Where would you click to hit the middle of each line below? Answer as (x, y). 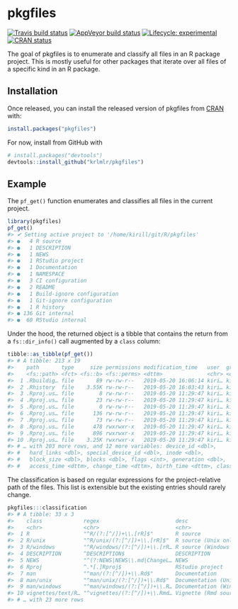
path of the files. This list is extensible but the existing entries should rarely (117, 487)
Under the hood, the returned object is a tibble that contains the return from (118, 334)
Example (27, 184)
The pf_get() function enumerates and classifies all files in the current (110, 201)
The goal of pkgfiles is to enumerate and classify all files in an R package (114, 54)
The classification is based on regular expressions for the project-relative (114, 479)
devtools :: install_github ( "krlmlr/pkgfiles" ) (75, 162)
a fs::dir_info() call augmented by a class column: (84, 341)
